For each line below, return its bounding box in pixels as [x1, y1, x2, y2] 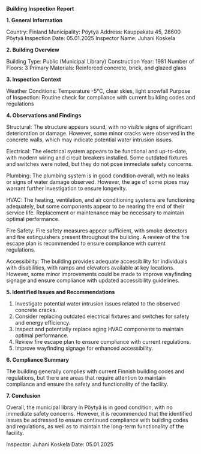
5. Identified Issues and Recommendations [6, 289, 115, 295]
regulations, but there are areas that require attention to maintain [6, 374, 166, 381]
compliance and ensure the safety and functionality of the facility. [6, 380, 169, 388]
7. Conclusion [6, 392, 41, 399]
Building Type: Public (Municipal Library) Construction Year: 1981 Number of [6, 58, 194, 65]
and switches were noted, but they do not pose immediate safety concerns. [6, 161, 193, 167]
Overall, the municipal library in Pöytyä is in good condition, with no [6, 404, 173, 411]
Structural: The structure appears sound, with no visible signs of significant [6, 123, 193, 131]
